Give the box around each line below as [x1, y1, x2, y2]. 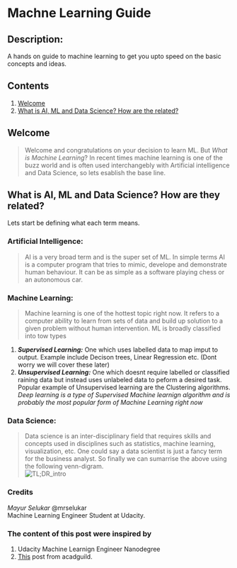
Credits [7, 487, 33, 497]
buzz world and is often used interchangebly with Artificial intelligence [24, 161, 230, 169]
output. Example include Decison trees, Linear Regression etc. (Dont [17, 353, 217, 362]
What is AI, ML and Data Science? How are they [7, 189, 221, 201]
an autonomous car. [24, 275, 83, 284]
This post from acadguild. [17, 552, 93, 561]
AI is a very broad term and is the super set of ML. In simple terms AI [24, 252, 225, 261]
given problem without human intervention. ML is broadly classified [24, 324, 221, 333]
